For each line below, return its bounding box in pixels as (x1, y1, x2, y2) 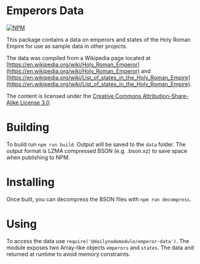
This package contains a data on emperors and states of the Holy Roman (6, 36, 191, 43)
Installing (6, 176, 55, 189)
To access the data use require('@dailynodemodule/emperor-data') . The (6, 237, 190, 244)
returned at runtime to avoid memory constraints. (6, 250, 131, 258)
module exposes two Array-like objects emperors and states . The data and (6, 244, 194, 251)
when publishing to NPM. (6, 153, 71, 161)
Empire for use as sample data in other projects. (6, 42, 128, 50)
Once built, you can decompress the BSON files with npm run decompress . (6, 195, 192, 203)
